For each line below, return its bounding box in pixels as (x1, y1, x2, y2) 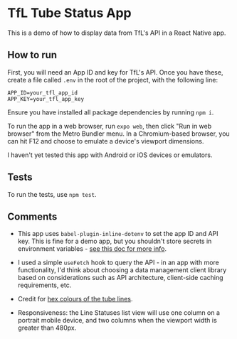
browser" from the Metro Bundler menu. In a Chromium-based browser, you (7, 129, 230, 138)
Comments (7, 210, 58, 222)
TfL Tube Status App (7, 5, 132, 21)
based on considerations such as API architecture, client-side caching (17, 274, 223, 282)
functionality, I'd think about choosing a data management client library (17, 266, 227, 274)
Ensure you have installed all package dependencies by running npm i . (7, 108, 214, 117)
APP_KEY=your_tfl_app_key (7, 95, 84, 102)
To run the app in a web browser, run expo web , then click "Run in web (7, 122, 212, 130)
